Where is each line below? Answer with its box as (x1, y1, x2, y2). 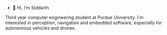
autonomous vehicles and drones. (5, 25, 76, 31)
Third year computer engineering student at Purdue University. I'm (5, 14, 144, 20)
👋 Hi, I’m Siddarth (12, 5, 49, 10)
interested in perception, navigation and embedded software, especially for (5, 20, 162, 25)
